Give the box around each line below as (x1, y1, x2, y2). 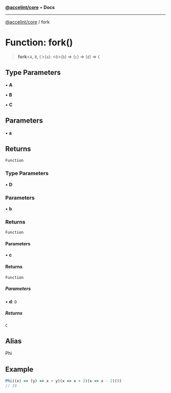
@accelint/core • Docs (5, 5, 55, 10)
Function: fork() (5, 37, 73, 48)
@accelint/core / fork (5, 19, 50, 25)
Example (5, 365, 34, 374)
